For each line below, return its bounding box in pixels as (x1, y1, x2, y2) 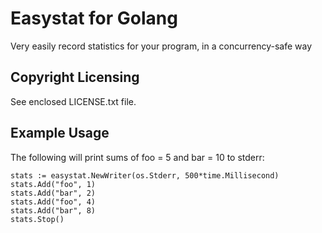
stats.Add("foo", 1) (10, 179, 97, 189)
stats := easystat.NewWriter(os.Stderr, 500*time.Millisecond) (10, 170, 280, 181)
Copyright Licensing (10, 69, 140, 86)
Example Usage (10, 125, 110, 142)
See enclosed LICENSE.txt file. (10, 95, 137, 107)
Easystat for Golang (10, 7, 178, 30)
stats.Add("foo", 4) (10, 197, 97, 207)
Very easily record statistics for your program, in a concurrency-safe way (10, 40, 312, 52)
